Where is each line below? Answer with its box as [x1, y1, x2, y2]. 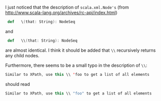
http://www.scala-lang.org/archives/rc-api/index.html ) [5, 10, 118, 16]
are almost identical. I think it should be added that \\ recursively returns [5, 47, 156, 53]
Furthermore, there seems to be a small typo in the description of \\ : [5, 62, 147, 68]
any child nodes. [5, 52, 40, 58]
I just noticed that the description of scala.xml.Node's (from [5, 5, 129, 10]
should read [5, 81, 30, 87]
